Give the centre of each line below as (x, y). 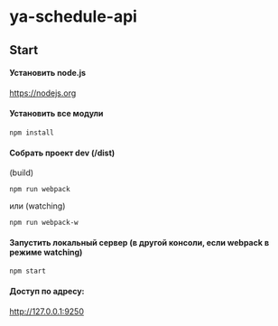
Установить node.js (48, 73)
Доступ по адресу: (47, 291)
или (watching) (37, 206)
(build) (22, 172)
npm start (28, 271)
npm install (32, 133)
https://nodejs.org (43, 93)
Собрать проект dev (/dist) (62, 153)
